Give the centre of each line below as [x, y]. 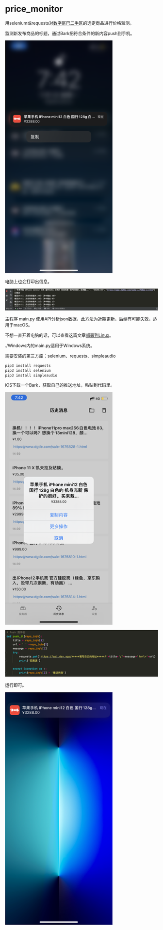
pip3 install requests [28, 365]
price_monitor [34, 9]
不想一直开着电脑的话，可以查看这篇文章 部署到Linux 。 [59, 335]
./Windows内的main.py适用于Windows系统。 [50, 345]
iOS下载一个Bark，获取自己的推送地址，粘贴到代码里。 [60, 385]
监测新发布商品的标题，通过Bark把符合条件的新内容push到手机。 [70, 33]
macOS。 [23, 325]
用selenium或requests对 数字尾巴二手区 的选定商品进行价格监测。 [70, 23]
